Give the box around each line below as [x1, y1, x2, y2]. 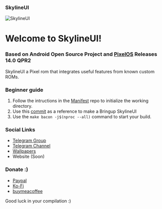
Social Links [5, 126, 36, 133]
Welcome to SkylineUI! [5, 33, 102, 44]
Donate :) [5, 166, 29, 173]
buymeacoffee [12, 188, 43, 194]
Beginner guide [5, 86, 44, 93]
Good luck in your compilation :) [5, 197, 71, 204]
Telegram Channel [12, 143, 51, 149]
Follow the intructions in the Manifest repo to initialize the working [12, 98, 149, 104]
